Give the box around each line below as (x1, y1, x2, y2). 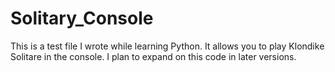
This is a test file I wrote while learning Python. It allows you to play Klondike (10, 40, 325, 52)
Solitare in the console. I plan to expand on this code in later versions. (10, 50, 297, 62)
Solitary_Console (10, 7, 154, 30)
